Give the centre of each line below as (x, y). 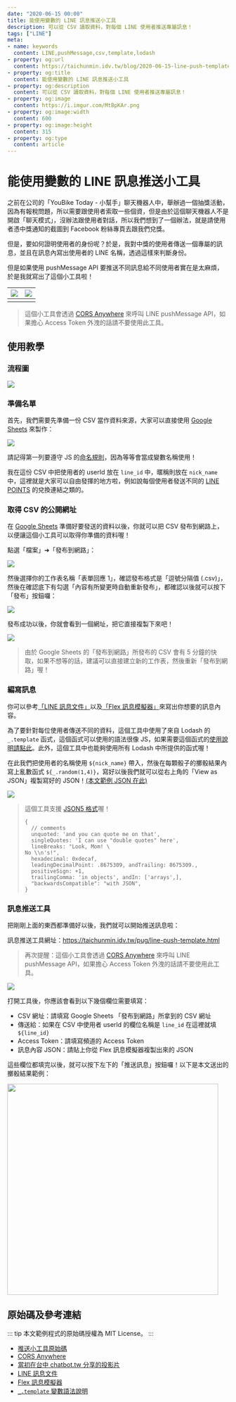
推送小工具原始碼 (42, 1348)
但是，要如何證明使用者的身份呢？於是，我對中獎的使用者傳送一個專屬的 (112, 244)
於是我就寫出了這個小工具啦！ (50, 277)
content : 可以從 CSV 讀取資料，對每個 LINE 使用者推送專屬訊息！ (100, 92)
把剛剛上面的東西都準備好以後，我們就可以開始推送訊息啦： (93, 925)
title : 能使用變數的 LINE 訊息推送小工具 (62, 20)
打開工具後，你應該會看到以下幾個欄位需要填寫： (78, 1001)
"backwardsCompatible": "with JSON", (86, 883)
